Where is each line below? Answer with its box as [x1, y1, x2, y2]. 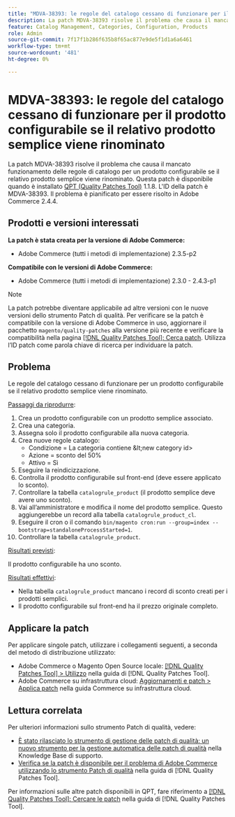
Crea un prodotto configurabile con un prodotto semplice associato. [17, 414, 213, 422]
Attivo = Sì [28, 459, 59, 467]
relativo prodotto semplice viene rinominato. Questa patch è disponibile [8, 174, 213, 183]
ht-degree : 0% [8, 56, 50, 63]
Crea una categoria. [17, 421, 75, 430]
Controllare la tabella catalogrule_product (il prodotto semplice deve [17, 488, 215, 497]
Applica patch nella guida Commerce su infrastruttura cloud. [17, 684, 192, 692]
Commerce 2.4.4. [8, 197, 59, 205]
